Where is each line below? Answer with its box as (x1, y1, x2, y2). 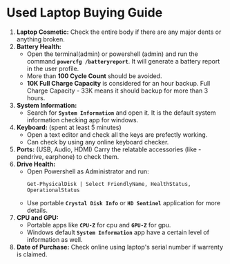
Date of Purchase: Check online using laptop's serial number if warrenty (16, 243, 224, 251)
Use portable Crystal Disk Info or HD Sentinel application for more (26, 198, 221, 207)
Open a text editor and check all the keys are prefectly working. (26, 130, 208, 139)
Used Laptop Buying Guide (6, 5, 163, 21)
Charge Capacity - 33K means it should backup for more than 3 (26, 86, 209, 95)
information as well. (26, 235, 83, 243)
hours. (26, 93, 46, 102)
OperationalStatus (26, 187, 80, 194)
